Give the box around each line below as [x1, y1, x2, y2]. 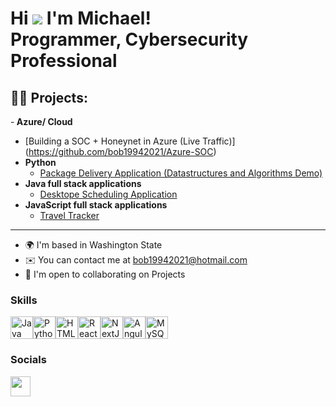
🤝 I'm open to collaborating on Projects [24, 268, 186, 280]
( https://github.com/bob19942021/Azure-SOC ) [24, 146, 217, 157]
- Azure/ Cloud [10, 116, 73, 127]
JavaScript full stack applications [24, 199, 168, 211]
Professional [10, 50, 118, 72]
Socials [10, 353, 47, 367]
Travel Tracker [39, 210, 100, 221]
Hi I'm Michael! [10, 7, 152, 30]
